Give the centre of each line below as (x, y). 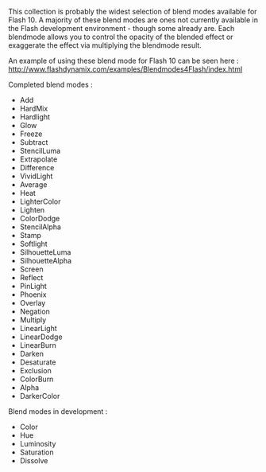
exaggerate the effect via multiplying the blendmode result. (105, 45)
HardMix (34, 108)
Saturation (37, 452)
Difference (37, 168)
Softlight (33, 244)
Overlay (33, 303)
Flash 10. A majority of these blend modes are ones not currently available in (133, 20)
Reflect (31, 277)
